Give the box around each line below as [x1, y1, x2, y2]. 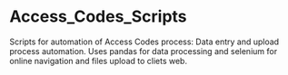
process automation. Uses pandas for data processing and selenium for [9, 45, 278, 56]
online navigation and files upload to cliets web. [9, 55, 188, 66]
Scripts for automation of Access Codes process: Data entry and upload [9, 36, 280, 47]
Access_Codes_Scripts [9, 6, 188, 27]
